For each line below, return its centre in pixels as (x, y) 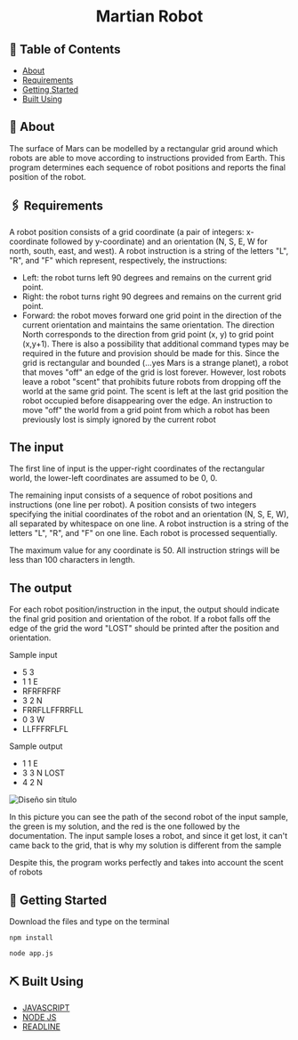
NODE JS (39, 1017)
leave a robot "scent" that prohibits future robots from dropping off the (152, 381)
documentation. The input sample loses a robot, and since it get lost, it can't (149, 836)
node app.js (31, 954)
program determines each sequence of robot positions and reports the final (148, 167)
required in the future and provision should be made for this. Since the (151, 353)
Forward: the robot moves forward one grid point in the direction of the (152, 315)
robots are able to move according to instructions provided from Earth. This (147, 158)
